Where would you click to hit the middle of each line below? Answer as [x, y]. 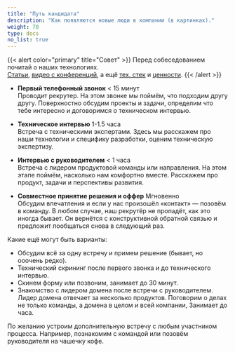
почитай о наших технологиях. [53, 67]
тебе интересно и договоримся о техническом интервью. [104, 111]
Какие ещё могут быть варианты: [57, 240]
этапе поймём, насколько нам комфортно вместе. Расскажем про [118, 175]
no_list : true [28, 40]
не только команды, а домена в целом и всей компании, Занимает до [122, 305]
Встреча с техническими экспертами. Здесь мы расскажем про [114, 132]
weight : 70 [23, 27]
